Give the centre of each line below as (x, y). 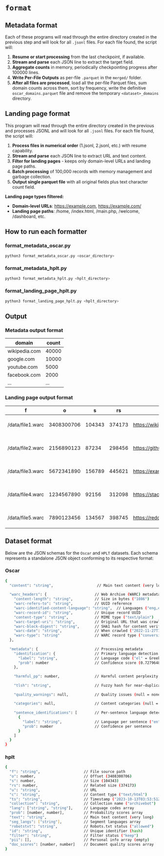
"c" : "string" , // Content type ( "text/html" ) (78, 794)
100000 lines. (26, 72)
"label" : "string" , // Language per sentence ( (87, 722)
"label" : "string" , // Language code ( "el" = (82, 658)
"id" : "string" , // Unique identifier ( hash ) (76, 831)
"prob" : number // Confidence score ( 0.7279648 (89, 663)
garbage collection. (31, 177)
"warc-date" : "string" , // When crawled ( (73, 631)
